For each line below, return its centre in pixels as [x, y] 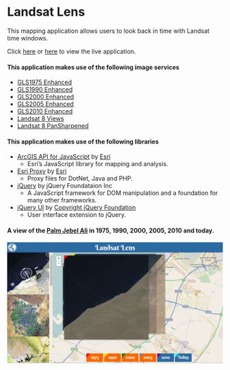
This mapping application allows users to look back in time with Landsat [108, 31]
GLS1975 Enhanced [44, 82]
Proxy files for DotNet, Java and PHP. [80, 179]
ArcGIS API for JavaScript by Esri [64, 157]
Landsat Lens [46, 12]
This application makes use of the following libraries [83, 142]
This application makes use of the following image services [93, 67]
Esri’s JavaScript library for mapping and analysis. [98, 164]
